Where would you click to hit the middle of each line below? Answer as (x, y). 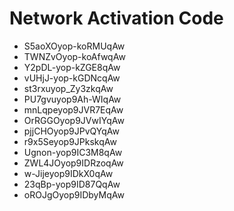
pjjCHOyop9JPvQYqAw (71, 131)
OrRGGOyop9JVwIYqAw (74, 120)
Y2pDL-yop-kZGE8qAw (72, 67)
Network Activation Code (116, 18)
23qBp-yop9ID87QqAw (72, 184)
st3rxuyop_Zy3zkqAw (68, 88)
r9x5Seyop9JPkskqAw (70, 141)
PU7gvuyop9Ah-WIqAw (72, 99)
